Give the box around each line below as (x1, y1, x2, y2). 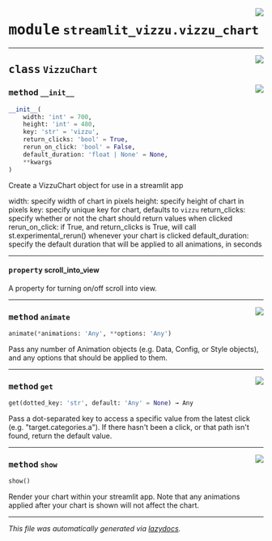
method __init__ (8, 88, 74, 98)
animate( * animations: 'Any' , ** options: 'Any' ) (8, 329, 172, 337)
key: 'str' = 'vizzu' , (23, 128, 100, 136)
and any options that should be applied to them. (8, 353, 168, 363)
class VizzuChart (8, 63, 98, 76)
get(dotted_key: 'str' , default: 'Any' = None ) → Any (8, 399, 194, 407)
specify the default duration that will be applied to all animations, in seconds (8, 239, 262, 249)
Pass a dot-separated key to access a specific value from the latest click (8, 414, 251, 423)
